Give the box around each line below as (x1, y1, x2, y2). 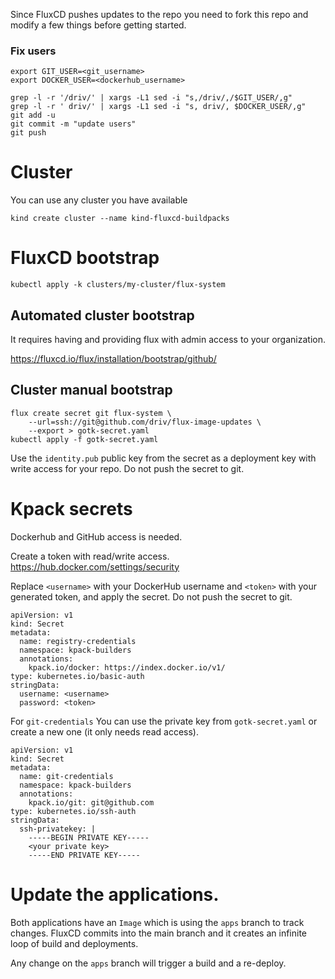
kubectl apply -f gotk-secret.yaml (10, 434, 159, 444)
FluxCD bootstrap (10, 247, 160, 269)
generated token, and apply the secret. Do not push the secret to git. (10, 590, 293, 603)
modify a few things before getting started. (10, 19, 187, 31)
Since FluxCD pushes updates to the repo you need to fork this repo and (10, 9, 309, 20)
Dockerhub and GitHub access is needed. (10, 530, 183, 543)
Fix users (10, 44, 57, 58)
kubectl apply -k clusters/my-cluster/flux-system (10, 280, 226, 290)
